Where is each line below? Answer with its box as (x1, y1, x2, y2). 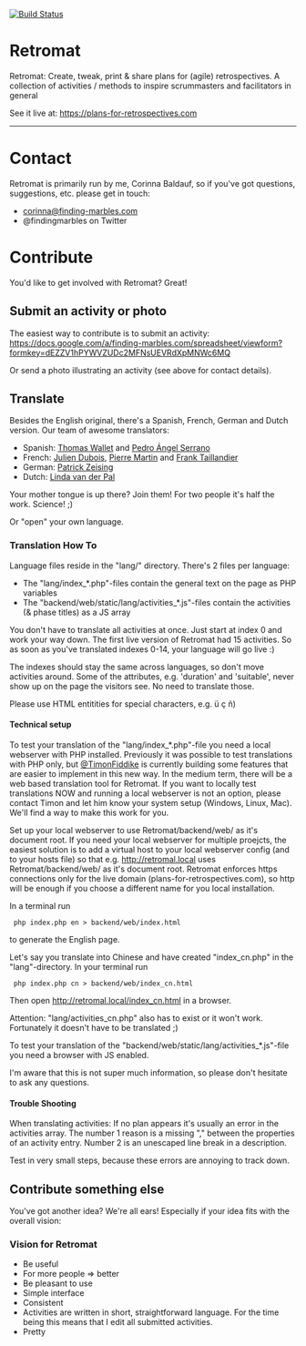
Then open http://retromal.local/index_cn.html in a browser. (9, 994, 232, 1005)
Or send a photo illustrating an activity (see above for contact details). (9, 364, 271, 375)
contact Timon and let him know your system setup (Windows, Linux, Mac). (9, 797, 292, 808)
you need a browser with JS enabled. (9, 1049, 149, 1060)
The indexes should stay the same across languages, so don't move (9, 661, 264, 672)
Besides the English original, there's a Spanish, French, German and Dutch (9, 415, 289, 426)
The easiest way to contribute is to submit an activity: (9, 328, 210, 339)
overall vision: (9, 1215, 62, 1226)
